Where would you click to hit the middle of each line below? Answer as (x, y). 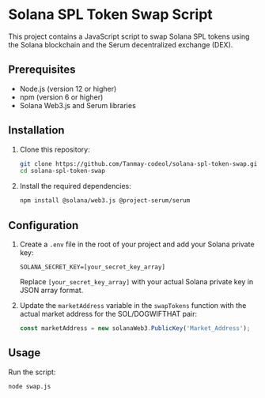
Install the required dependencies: (76, 186)
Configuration (44, 225)
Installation (36, 131)
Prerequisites (42, 70)
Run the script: (32, 372)
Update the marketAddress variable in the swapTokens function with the (133, 305)
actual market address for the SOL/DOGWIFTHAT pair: (108, 314)
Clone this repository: (55, 149)
